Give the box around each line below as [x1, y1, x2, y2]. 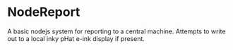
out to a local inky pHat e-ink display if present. [7, 34, 145, 42]
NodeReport [7, 4, 80, 20]
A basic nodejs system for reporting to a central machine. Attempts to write [7, 27, 226, 35]
